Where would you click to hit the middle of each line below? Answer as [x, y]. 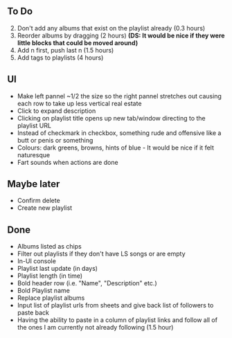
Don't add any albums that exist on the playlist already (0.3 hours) [111, 28]
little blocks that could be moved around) [78, 43]
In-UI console [37, 261]
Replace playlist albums [51, 298]
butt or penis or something [55, 140]
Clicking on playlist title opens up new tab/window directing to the [111, 118]
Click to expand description [56, 111]
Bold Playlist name [44, 291]
